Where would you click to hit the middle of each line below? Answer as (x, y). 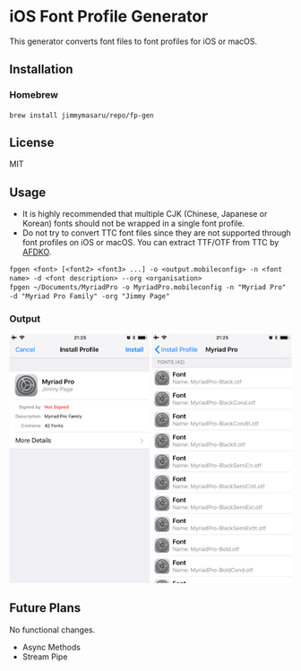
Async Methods (51, 647)
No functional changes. (52, 630)
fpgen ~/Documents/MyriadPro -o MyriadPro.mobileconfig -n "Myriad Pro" (148, 288)
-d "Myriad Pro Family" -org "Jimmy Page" (90, 297)
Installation (41, 69)
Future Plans (45, 608)
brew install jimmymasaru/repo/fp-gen (82, 115)
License (32, 143)
